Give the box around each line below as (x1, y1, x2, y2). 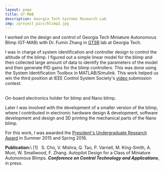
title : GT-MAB (5, 12, 34, 17)
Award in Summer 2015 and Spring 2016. (5, 135, 87, 141)
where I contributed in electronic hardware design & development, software (5, 110, 158, 116)
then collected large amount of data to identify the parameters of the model (5, 59, 158, 65)
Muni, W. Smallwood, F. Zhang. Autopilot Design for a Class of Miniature (5, 150, 151, 156)
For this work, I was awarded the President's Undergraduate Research (5, 130, 147, 136)
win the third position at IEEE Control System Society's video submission (5, 75, 152, 81)
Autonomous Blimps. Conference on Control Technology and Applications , (5, 155, 160, 161)
